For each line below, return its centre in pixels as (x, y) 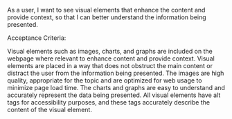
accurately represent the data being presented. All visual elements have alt (114, 95)
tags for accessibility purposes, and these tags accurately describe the (108, 102)
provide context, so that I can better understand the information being (107, 17)
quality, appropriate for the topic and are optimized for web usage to (105, 80)
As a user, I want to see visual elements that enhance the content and (106, 10)
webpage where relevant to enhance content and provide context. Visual (111, 58)
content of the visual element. (50, 110)
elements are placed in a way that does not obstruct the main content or (110, 66)
